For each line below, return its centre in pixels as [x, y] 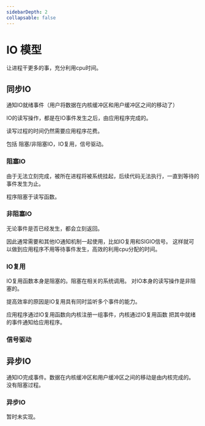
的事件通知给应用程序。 [36, 323]
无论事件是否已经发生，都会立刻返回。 [54, 228]
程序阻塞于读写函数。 [33, 196]
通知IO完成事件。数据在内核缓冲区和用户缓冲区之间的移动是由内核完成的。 [100, 377]
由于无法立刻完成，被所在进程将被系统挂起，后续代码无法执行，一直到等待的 [103, 176]
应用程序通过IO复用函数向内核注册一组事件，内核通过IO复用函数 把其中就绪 [101, 315]
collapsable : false [31, 18]
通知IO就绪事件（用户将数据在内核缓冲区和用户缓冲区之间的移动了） [92, 105]
